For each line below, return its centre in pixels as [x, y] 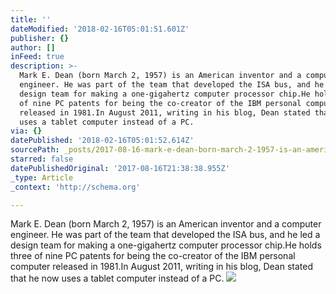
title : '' [31, 19]
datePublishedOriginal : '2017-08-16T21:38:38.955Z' [120, 168]
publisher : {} [40, 38]
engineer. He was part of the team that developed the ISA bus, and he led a [165, 235]
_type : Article [42, 177]
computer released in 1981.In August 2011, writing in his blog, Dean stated [161, 267]
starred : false [42, 159]
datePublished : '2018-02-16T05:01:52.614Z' [102, 141]
